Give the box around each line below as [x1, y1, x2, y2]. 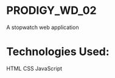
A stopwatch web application [6, 24, 79, 31]
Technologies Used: [6, 45, 110, 59]
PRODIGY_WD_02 [6, 4, 97, 18]
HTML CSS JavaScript [6, 65, 63, 72]
